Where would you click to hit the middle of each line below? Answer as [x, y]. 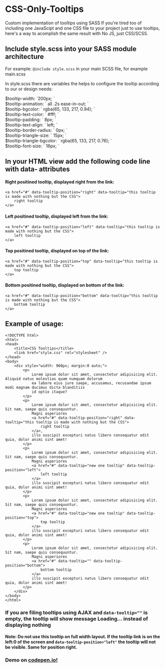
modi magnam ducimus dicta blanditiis [45, 387]
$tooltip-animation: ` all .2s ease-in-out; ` [47, 104]
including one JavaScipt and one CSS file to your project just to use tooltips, [82, 28]
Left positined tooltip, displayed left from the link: [57, 216]
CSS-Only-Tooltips [44, 9]
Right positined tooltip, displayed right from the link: [60, 182]
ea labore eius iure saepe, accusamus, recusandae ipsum [91, 383]
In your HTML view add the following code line [78, 161]
